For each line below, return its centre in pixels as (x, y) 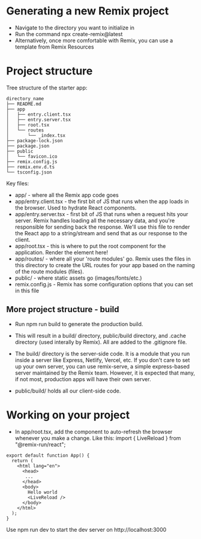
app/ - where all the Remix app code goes (67, 195)
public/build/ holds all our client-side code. (68, 391)
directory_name (25, 98)
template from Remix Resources (54, 47)
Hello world (43, 492)
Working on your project (68, 415)
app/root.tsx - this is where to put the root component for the (90, 246)
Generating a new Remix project (88, 11)
